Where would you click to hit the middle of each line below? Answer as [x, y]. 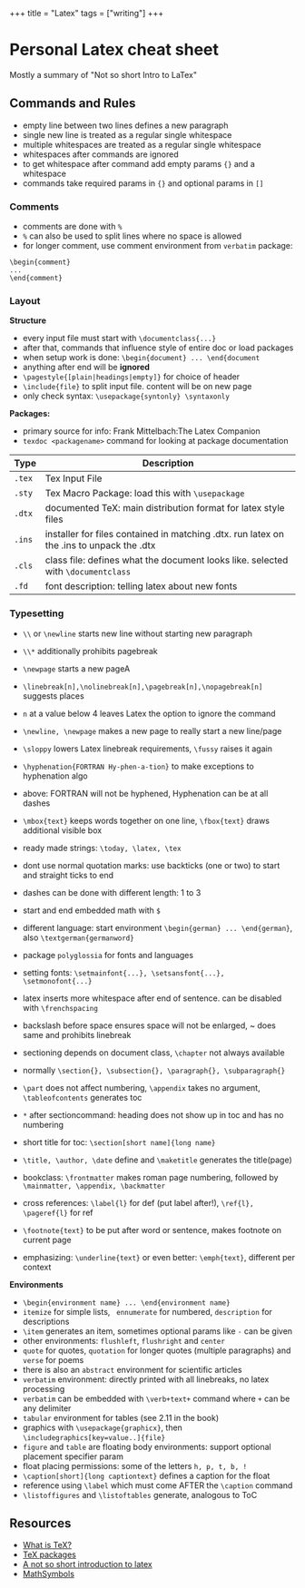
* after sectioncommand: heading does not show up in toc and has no [153, 1114]
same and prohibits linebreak [77, 1034]
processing [44, 1388]
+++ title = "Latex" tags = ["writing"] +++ [87, 13]
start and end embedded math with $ [92, 910]
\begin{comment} [40, 262]
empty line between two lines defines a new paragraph [125, 125]
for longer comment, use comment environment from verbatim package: [157, 246]
